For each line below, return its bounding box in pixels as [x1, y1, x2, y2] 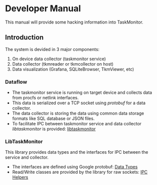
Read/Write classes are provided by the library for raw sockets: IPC [12, 169, 148, 175]
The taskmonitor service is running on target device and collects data [12, 90, 153, 95]
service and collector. [5, 155, 49, 161]
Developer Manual [5, 3, 81, 14]
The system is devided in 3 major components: [5, 46, 100, 52]
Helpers [12, 174, 28, 180]
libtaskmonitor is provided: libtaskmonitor [12, 126, 96, 132]
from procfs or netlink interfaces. [12, 95, 79, 101]
